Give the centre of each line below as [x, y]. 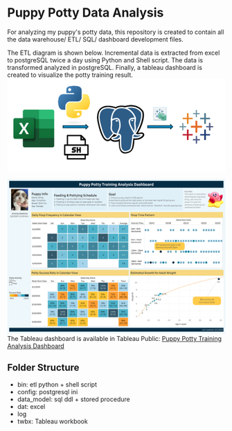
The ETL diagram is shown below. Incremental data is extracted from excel [114, 53]
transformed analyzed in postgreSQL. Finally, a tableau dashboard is [105, 67]
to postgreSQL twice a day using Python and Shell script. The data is [105, 60]
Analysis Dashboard [36, 346]
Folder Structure [43, 368]
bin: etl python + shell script [57, 384]
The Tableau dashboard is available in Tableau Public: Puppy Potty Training [115, 338]
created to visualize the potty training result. [70, 75]
